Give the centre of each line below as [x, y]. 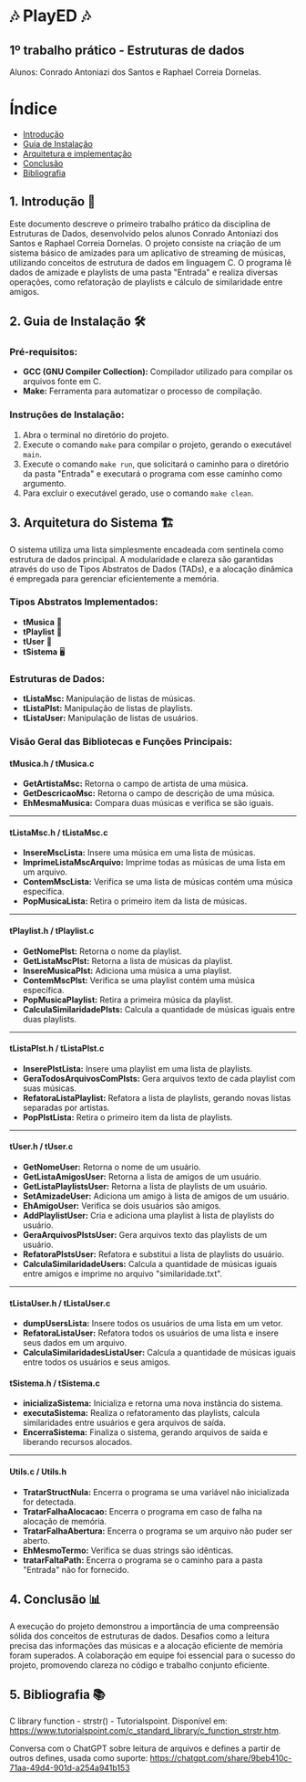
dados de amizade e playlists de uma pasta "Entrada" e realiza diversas [144, 272]
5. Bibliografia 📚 [58, 1694]
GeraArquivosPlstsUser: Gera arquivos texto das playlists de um [144, 1235]
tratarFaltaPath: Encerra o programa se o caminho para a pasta [143, 1560]
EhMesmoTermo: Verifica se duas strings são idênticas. [128, 1550]
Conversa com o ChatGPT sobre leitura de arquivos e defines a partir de [145, 1748]
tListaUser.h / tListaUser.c [60, 1303]
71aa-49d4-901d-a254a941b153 [70, 1768]
